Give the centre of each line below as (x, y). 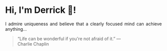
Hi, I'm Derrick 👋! (41, 10)
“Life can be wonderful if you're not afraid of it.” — (69, 39)
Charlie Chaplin (33, 44)
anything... (16, 29)
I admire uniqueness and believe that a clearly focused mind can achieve (83, 24)
